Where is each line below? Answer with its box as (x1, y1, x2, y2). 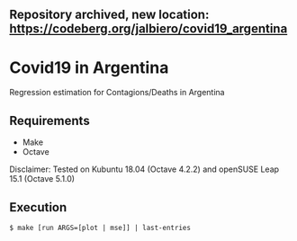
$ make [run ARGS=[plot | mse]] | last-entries (9, 223, 192, 232)
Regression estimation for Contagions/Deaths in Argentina (9, 87, 225, 98)
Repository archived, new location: (9, 7, 210, 22)
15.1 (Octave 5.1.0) (9, 174, 75, 184)
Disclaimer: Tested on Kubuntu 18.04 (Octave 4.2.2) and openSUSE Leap (9, 164, 280, 174)
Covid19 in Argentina (9, 58, 169, 77)
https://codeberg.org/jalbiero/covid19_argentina (9, 22, 288, 37)
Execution (9, 200, 67, 215)
